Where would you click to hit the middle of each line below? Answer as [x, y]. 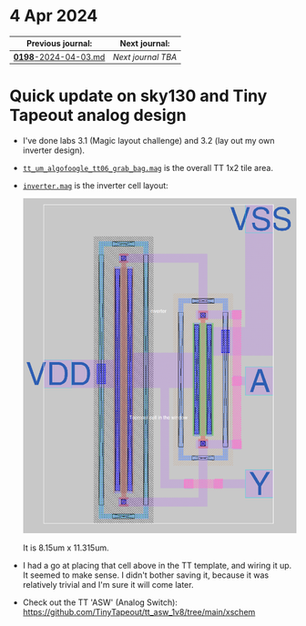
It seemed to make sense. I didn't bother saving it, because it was [146, 575]
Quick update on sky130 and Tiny [138, 96]
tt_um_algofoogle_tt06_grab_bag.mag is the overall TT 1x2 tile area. [148, 168]
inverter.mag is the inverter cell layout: [95, 186]
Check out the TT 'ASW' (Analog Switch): [100, 602]
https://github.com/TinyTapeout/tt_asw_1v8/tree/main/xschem [139, 612]
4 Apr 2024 [54, 16]
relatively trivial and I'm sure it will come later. [108, 585]
